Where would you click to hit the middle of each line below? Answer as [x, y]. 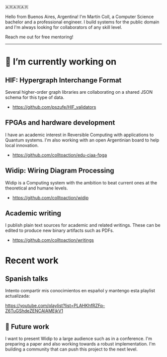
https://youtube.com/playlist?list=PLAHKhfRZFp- [55, 306]
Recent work [32, 260]
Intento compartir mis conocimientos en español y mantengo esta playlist [80, 291]
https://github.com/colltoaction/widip [50, 197]
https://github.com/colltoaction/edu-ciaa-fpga [60, 155]
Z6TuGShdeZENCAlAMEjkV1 [34, 311]
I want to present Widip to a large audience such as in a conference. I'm [79, 339]
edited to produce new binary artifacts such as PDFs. [60, 230]
